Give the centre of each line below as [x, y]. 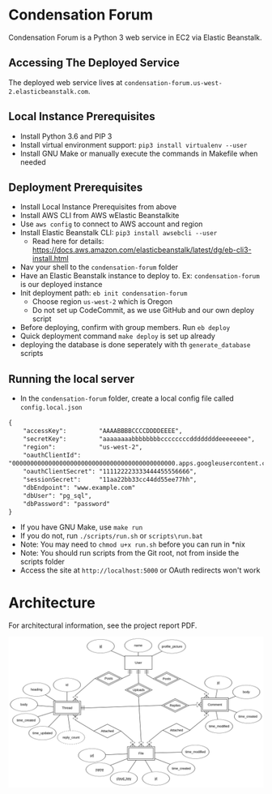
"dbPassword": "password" [67, 504]
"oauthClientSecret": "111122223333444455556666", [110, 472]
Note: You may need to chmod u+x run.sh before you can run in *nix [132, 544]
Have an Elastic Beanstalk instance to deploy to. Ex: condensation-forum [140, 276]
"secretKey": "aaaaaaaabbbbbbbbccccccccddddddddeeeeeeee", [139, 440]
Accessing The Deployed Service [94, 63]
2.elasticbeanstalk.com [49, 92]
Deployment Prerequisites [76, 187]
